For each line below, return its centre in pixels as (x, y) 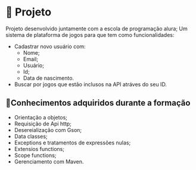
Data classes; (31, 136)
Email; (31, 59)
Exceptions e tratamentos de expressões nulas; (72, 143)
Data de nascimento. (49, 78)
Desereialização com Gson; (48, 130)
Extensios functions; (39, 149)
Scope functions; (35, 155)
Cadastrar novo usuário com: (50, 46)
